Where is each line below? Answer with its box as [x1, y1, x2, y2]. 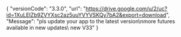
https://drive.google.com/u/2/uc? [85, 5, 168, 12]
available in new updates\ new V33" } [6, 24, 99, 31]
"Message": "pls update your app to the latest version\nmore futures [6, 18, 176, 24]
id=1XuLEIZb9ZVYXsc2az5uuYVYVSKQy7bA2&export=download [6, 11, 167, 18]
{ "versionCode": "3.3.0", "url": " [6, 5, 86, 12]
